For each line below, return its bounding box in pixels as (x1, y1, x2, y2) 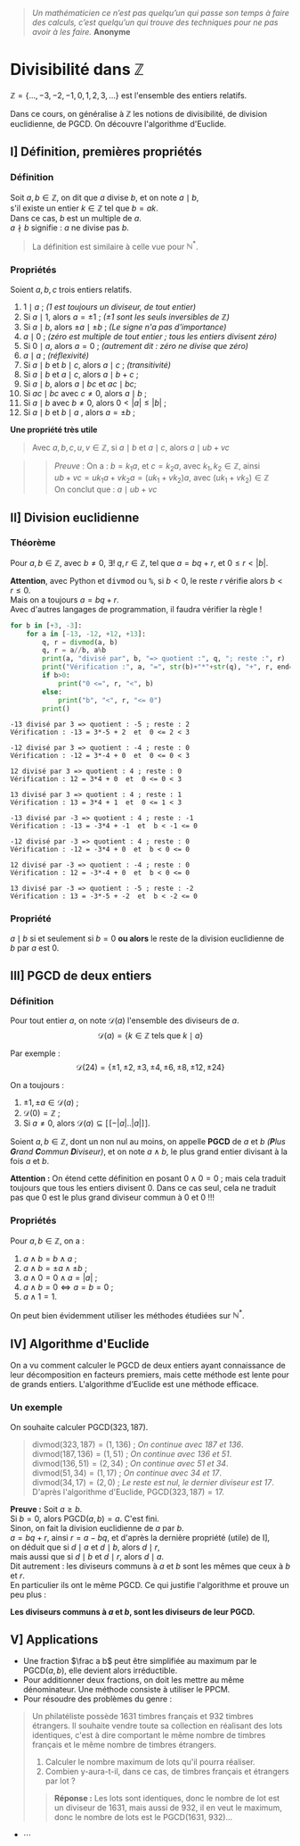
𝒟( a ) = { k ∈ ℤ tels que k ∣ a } (97, 1030, 204, 1041)
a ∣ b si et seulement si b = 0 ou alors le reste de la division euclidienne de (10, 933, 285, 944)
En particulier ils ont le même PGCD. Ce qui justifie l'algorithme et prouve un (10, 1579, 289, 1590)
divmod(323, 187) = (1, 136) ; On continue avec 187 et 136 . (31, 1439, 244, 1450)
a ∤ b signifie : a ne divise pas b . (10, 222, 130, 233)
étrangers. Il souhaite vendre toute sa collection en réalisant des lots (31, 1720, 283, 1731)
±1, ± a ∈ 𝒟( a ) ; (22, 1097, 79, 1108)
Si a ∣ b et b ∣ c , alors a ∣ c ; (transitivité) (22, 359, 172, 370)
